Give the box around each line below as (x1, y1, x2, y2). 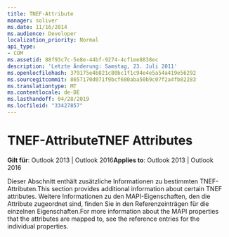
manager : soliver (7, 17, 58, 24)
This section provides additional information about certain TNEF (37, 184, 223, 193)
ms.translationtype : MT (7, 83, 77, 90)
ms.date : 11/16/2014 (7, 23, 68, 30)
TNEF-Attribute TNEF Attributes (7, 133, 193, 149)
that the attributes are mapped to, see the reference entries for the (7, 214, 200, 223)
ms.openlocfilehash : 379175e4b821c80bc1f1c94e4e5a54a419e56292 (7, 69, 197, 76)
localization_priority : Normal (7, 37, 99, 44)
